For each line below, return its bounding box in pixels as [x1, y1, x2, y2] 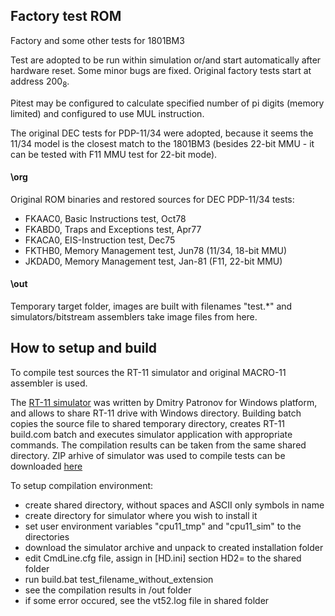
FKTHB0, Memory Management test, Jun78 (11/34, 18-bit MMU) [24, 244, 288, 256]
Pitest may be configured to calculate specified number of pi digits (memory [10, 97, 325, 109]
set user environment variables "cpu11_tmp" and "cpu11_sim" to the [24, 520, 302, 532]
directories [24, 530, 70, 543]
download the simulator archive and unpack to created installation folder [24, 541, 324, 553]
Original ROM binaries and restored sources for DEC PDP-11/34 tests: [10, 193, 295, 205]
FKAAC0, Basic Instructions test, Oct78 [24, 212, 187, 224]
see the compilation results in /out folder [24, 584, 192, 596]
